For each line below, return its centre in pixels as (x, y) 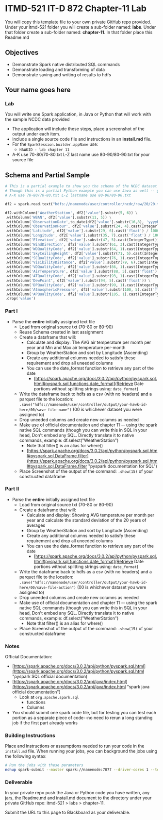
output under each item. (36, 134)
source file (23, 160)
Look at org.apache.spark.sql (49, 697)
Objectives (22, 53)
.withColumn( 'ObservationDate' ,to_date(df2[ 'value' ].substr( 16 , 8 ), (75, 222)
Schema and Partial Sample (47, 175)
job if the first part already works (45, 723)
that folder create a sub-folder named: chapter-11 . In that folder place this (79, 32)
